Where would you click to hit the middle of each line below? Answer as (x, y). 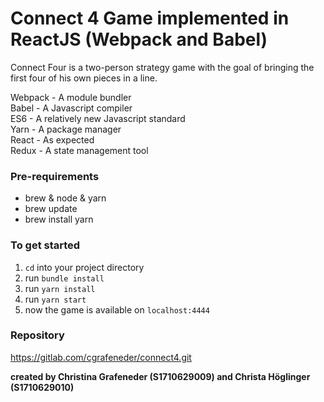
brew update (51, 209)
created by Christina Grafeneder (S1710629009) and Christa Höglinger (160, 376)
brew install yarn (59, 219)
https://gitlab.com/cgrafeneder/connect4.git (101, 357)
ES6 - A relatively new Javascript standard (98, 118)
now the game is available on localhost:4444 (117, 309)
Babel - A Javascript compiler (71, 108)
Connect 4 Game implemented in (150, 18)
